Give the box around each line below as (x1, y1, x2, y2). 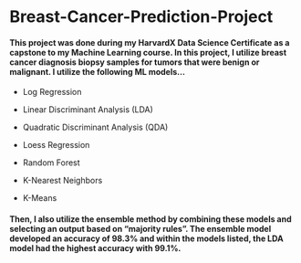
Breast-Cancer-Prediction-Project (9, 6, 274, 27)
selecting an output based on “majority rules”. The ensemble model (9, 223, 272, 234)
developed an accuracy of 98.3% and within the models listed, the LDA (9, 233, 285, 244)
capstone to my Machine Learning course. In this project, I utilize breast (9, 47, 287, 58)
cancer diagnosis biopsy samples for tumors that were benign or (9, 57, 260, 68)
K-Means (22, 193, 57, 204)
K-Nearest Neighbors (22, 175, 103, 186)
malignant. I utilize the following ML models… (9, 66, 185, 77)
